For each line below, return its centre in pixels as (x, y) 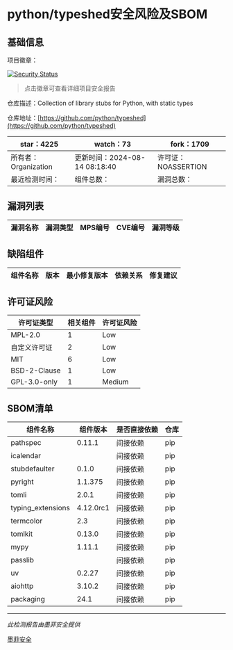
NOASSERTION (182, 166)
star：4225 (39, 144)
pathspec (26, 443)
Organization (32, 166)
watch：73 (113, 144)
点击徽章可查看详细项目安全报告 (70, 88)
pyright (23, 482)
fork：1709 (190, 144)
